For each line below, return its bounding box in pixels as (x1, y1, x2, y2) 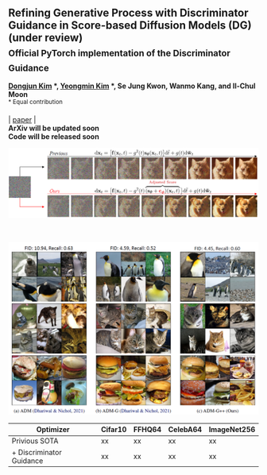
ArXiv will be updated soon (8, 123, 99, 133)
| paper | (8, 114, 37, 124)
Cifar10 (100, 425, 127, 434)
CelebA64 (168, 425, 203, 434)
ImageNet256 (208, 425, 256, 434)
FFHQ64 (133, 425, 161, 434)
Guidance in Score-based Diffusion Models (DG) (8, 19, 252, 33)
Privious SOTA (11, 436, 59, 446)
